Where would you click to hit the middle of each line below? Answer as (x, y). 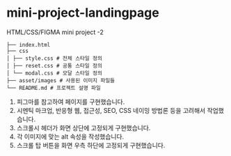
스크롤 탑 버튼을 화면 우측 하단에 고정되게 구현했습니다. (91, 145)
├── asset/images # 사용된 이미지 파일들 (61, 80)
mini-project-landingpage (83, 13)
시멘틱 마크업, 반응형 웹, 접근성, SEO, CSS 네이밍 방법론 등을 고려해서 (111, 110)
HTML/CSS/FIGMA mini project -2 (55, 32)
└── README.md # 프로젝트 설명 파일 (54, 88)
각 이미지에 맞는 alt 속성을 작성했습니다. (70, 136)
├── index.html (29, 45)
